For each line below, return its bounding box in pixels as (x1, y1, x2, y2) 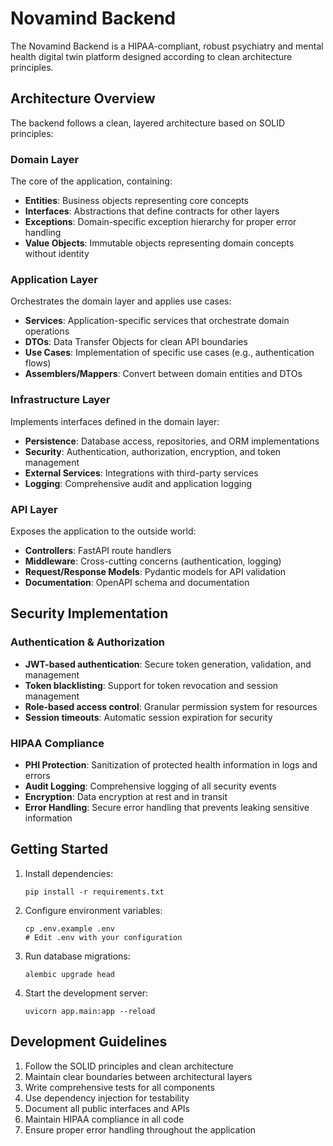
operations (24, 325, 70, 337)
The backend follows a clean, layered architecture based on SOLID (10, 117, 286, 129)
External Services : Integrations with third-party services (24, 467, 259, 479)
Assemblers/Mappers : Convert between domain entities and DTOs (24, 368, 303, 380)
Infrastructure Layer (10, 393, 111, 407)
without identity (24, 248, 90, 260)
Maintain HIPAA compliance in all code (24, 1113, 185, 1125)
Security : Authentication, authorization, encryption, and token (24, 445, 282, 457)
